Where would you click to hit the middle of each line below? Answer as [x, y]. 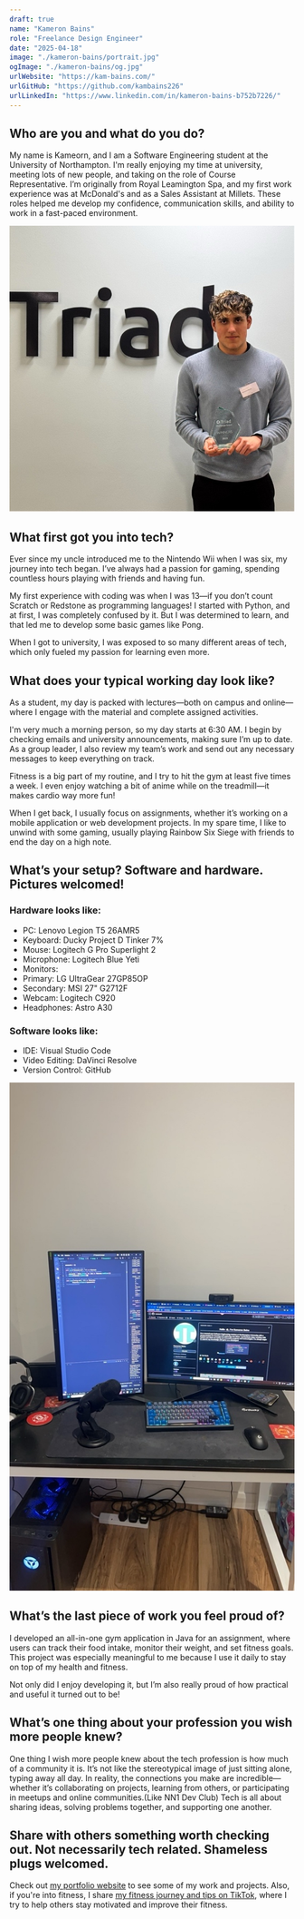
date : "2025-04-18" [46, 48]
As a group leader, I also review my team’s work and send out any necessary [152, 749]
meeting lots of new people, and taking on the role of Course [123, 175]
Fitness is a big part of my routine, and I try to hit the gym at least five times [150, 777]
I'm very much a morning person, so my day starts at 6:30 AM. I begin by [146, 729]
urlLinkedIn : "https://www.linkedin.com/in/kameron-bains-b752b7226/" [145, 95]
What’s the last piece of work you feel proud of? [147, 1616]
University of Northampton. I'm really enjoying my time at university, [136, 165]
